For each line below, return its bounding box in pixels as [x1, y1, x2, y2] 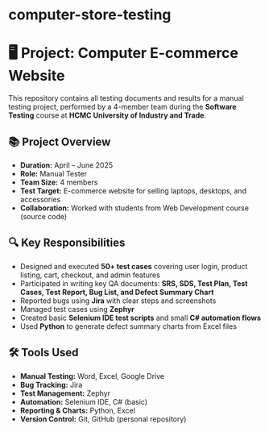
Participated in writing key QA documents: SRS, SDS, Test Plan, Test [19, 278, 248, 288]
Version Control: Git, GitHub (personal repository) [19, 413, 187, 424]
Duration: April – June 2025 [19, 160, 114, 170]
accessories [19, 194, 61, 204]
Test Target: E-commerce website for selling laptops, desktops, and [19, 185, 247, 195]
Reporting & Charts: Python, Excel [19, 405, 135, 415]
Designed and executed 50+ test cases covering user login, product [19, 261, 248, 271]
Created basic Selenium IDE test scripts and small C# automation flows [19, 313, 262, 322]
